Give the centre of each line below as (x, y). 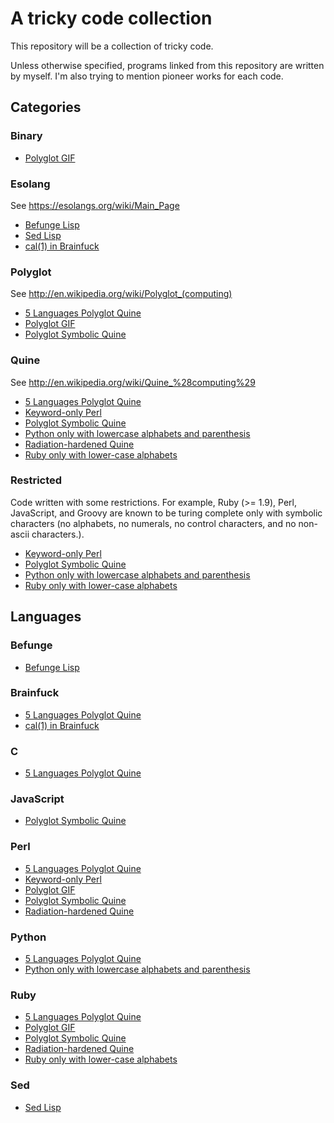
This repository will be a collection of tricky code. (112, 46)
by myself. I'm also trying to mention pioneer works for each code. (147, 76)
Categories (46, 107)
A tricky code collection (111, 18)
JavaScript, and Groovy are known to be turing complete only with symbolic (166, 513)
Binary (26, 136)
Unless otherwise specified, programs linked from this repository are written (167, 65)
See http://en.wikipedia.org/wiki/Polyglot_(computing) (121, 294)
